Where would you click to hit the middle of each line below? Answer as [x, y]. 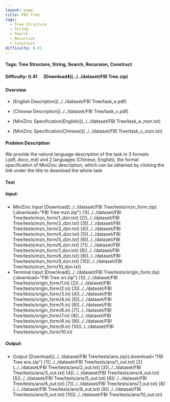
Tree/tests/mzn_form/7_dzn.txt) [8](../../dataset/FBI [66, 250]
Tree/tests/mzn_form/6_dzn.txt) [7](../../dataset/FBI [66, 245]
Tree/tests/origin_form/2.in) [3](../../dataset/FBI [62, 288]
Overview [16, 90]
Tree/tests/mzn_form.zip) [130, 207]
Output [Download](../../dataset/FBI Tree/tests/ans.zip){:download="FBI [88, 356]
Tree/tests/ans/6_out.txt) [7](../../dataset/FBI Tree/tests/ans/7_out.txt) [85, 384]
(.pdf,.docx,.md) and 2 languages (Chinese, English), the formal [72, 160]
